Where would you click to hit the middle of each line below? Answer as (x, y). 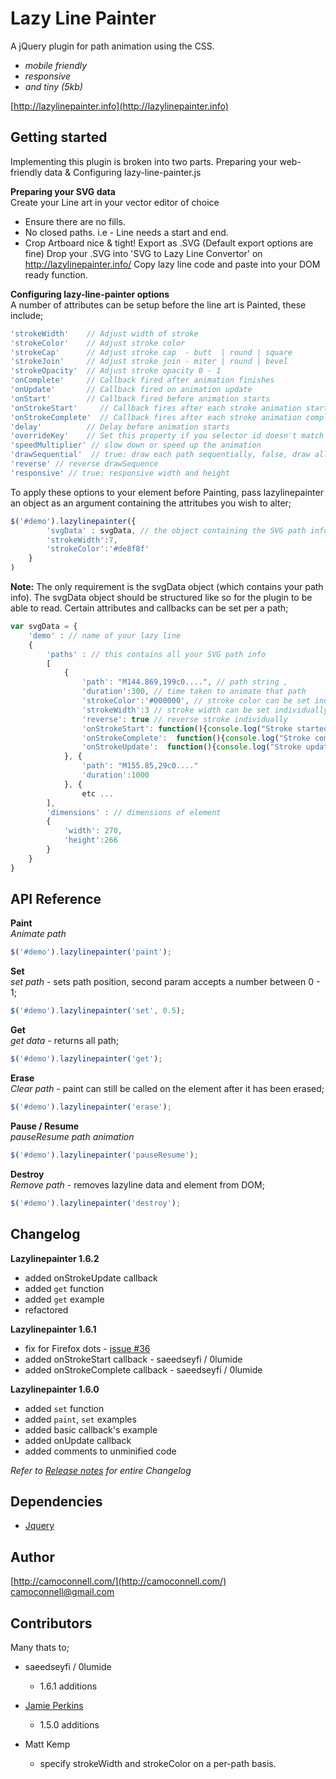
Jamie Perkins (54, 1705)
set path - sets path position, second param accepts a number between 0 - (165, 982)
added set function (64, 1408)
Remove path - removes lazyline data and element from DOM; (137, 1184)
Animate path (38, 934)
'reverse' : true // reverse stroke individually (184, 719)
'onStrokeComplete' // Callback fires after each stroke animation (156, 417)
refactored (46, 1309)
